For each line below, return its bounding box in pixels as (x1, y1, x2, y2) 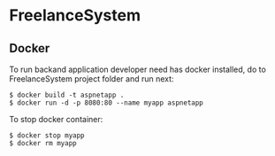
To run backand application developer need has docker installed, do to (9, 64, 267, 74)
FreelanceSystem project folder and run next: (9, 74, 174, 84)
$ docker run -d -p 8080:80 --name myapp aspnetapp (9, 98, 203, 107)
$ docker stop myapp (9, 131, 86, 140)
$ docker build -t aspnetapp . (9, 90, 125, 99)
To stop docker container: (9, 114, 103, 124)
